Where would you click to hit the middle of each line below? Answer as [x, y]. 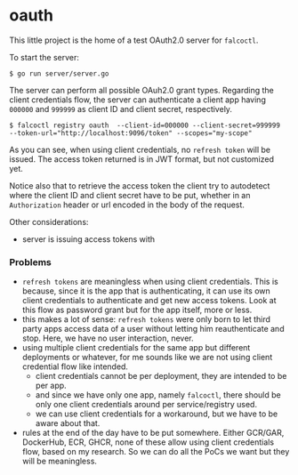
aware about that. [68, 423]
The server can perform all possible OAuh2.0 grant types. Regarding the [141, 90]
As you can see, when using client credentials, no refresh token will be [140, 149]
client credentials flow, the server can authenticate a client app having [138, 100]
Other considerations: [49, 221]
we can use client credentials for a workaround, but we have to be [157, 414]
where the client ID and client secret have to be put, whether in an [130, 195]
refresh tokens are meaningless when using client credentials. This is [150, 282]
